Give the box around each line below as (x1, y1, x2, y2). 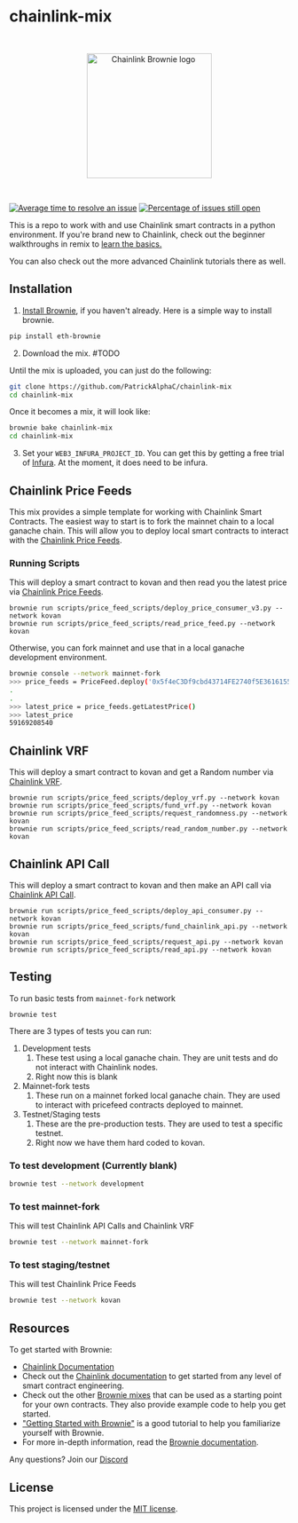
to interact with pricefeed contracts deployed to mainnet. (35, 1099, 244, 1110)
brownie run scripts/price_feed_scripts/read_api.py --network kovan (9, 945, 272, 954)
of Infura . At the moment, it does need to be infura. (21, 457, 208, 468)
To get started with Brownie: (9, 1345, 113, 1355)
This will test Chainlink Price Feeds (9, 1279, 137, 1290)
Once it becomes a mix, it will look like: (9, 406, 151, 417)
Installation (9, 281, 73, 296)
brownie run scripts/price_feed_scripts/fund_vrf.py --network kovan (9, 801, 272, 810)
